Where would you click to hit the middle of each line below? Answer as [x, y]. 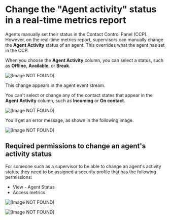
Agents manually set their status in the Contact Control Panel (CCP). [77, 34]
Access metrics [29, 192]
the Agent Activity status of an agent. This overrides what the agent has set [85, 45]
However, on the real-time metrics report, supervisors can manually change [84, 40]
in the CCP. [17, 50]
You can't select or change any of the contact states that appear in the [79, 95]
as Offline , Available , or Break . [38, 66]
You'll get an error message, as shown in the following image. [70, 120]
